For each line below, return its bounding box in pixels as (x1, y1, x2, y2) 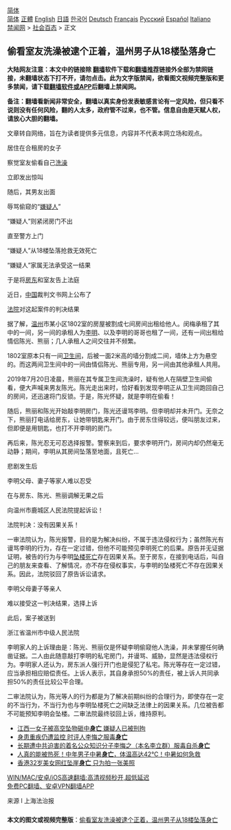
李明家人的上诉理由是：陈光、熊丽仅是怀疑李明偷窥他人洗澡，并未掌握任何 (7, 643, 218, 651)
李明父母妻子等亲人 (7, 584, 62, 593)
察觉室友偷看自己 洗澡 (7, 158, 67, 166)
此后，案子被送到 (7, 613, 56, 622)
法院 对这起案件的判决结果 (7, 305, 80, 313)
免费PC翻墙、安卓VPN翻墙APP (7, 782, 94, 790)
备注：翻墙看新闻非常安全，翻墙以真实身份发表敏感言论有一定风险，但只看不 (7, 97, 224, 105)
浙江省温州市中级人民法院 (7, 628, 80, 636)
